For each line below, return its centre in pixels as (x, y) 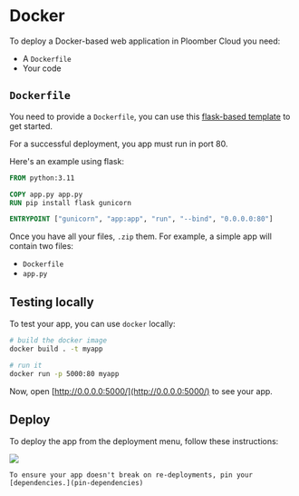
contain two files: (42, 246)
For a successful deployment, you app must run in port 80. (119, 144)
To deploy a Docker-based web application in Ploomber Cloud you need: (145, 41)
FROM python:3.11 (42, 178)
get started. (31, 126)
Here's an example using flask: (67, 161)
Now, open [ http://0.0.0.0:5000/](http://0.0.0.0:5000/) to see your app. (141, 391)
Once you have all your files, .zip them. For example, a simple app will (140, 236)
